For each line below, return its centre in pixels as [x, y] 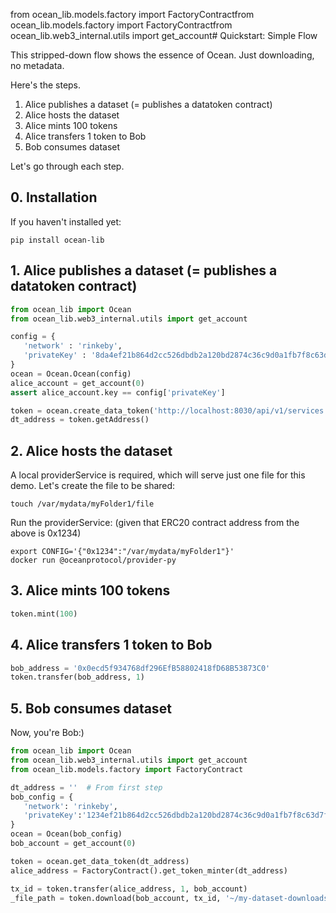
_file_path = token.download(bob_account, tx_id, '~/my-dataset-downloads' [171, 898]
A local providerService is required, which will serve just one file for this [158, 475]
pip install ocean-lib [57, 240]
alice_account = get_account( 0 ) [77, 383]
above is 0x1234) [46, 533]
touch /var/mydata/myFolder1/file [82, 504]
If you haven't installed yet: [66, 221]
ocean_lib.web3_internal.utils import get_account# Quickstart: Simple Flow [164, 35]
